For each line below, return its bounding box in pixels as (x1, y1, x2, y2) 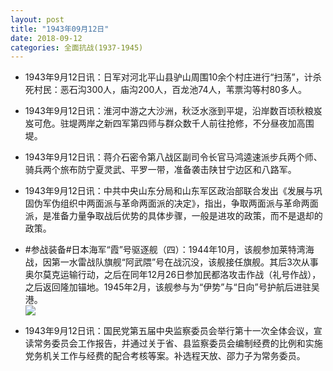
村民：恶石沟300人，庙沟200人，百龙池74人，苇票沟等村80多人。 (33, 84, 307, 96)
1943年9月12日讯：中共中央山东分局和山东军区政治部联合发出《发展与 (24, 185, 314, 197)
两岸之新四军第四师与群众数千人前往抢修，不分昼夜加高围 (77, 117, 315, 130)
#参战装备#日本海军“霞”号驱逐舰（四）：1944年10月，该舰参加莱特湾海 (24, 244, 315, 256)
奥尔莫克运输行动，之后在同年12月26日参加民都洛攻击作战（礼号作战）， (24, 269, 322, 281)
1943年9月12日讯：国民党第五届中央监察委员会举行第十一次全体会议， (24, 325, 314, 337)
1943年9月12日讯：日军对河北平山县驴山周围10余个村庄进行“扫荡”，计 (24, 71, 313, 83)
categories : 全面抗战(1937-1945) (10, 42, 144, 53)
